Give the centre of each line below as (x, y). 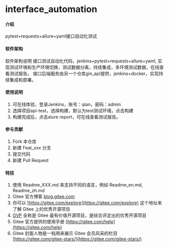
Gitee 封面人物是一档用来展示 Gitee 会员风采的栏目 (65, 233)
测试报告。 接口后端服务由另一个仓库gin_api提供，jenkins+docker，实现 (84, 73)
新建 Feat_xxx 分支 (32, 148)
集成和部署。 (23, 79)
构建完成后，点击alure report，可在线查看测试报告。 (66, 117)
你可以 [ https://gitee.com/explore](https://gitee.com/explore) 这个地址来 (87, 203)
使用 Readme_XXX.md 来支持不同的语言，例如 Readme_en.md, (78, 185)
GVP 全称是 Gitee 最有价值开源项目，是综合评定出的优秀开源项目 (79, 215)
